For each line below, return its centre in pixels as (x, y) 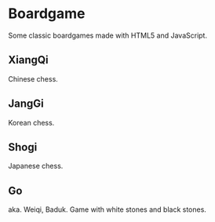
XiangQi (28, 60)
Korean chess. (31, 122)
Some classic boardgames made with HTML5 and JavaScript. (108, 35)
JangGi (26, 104)
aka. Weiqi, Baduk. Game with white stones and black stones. (107, 209)
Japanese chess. (36, 166)
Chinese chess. (33, 78)
